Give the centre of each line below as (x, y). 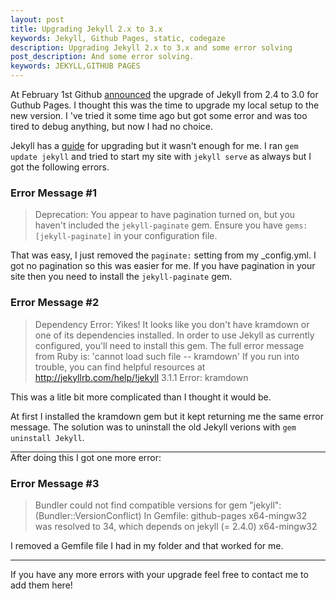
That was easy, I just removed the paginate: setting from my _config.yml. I (163, 255)
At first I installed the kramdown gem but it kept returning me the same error (167, 416)
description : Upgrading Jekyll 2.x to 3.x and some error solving (151, 47)
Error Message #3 (55, 483)
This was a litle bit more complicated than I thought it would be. (141, 397)
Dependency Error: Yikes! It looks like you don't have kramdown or (172, 324)
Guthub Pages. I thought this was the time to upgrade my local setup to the (165, 105)
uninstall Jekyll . (47, 437)
